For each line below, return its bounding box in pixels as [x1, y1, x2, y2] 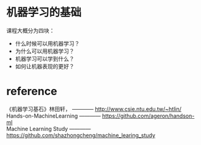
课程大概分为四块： [6, 27, 55, 34]
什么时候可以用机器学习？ [15, 40, 80, 47]
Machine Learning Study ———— [6, 125, 91, 132]
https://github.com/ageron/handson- [101, 112, 195, 119]
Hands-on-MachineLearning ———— [6, 112, 101, 119]
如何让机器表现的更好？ [15, 62, 75, 70]
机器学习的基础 [6, 5, 82, 19]
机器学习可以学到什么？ [15, 55, 75, 62]
